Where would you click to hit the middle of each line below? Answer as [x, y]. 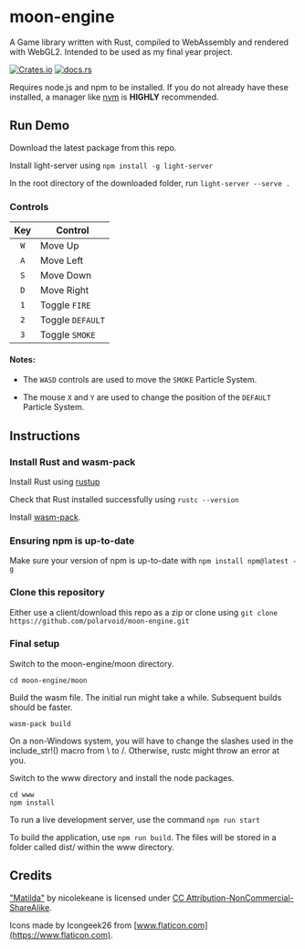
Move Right [64, 290]
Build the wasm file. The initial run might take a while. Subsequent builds [146, 697]
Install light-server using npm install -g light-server [111, 165]
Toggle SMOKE [68, 335]
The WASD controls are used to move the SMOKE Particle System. [140, 380]
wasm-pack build [40, 723]
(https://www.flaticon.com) [60, 934]
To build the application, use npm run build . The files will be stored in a [143, 837]
